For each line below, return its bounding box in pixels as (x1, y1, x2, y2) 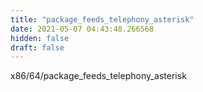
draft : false (10, 42, 65, 53)
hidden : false (10, 33, 70, 43)
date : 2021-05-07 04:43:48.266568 (10, 24, 155, 34)
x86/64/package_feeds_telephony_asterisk (10, 70, 187, 82)
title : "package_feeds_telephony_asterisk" (10, 14, 195, 25)
